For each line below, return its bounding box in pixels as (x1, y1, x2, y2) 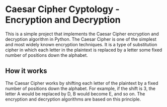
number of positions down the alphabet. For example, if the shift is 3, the (5, 85, 156, 91)
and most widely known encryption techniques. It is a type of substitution (5, 41, 157, 47)
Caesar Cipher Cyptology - (5, 4, 120, 15)
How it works (5, 67, 47, 75)
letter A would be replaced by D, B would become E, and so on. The (5, 90, 145, 96)
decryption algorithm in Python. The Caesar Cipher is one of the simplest (5, 36, 157, 42)
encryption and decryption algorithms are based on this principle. (5, 96, 141, 102)
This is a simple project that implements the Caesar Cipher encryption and (5, 31, 159, 37)
